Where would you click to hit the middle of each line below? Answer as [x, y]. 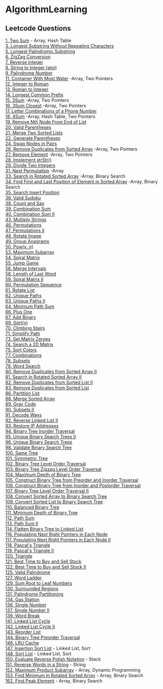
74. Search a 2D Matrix [29, 344]
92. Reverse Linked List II [32, 420]
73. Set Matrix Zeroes [28, 339]
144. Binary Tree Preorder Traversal [43, 637]
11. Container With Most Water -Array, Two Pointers [59, 78]
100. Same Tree [22, 453]
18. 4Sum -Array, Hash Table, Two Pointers [50, 116]
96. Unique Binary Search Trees [39, 442]
